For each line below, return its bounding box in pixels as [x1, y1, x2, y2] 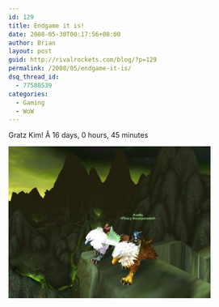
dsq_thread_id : [8, 73, 60, 81]
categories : [8, 90, 48, 98]
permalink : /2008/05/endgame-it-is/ [8, 65, 132, 73]
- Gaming [15, 98, 45, 107]
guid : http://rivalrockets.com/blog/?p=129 [8, 56, 158, 64]
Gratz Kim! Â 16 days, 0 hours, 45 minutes [8, 130, 149, 140]
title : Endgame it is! [8, 21, 85, 30]
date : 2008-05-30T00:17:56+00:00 [8, 30, 121, 38]
